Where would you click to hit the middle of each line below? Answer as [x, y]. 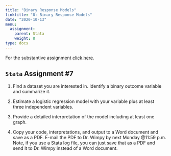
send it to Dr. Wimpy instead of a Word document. [65, 148]
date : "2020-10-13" [26, 19]
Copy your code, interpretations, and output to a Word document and [86, 132]
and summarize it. [31, 91]
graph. [20, 122]
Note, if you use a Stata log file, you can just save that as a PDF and [84, 143]
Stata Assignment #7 [39, 74]
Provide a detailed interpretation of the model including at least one [83, 116]
